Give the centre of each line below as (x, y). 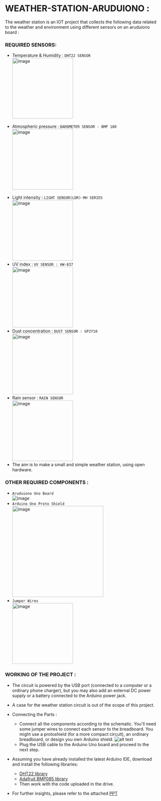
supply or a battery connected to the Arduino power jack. (69, 696)
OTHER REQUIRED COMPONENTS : (47, 482)
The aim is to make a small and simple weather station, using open (78, 465)
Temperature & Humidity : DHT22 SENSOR (51, 55)
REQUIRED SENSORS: (31, 45)
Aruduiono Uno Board (33, 494)
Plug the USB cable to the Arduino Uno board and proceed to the (84, 744)
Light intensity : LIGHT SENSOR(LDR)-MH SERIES (57, 198)
